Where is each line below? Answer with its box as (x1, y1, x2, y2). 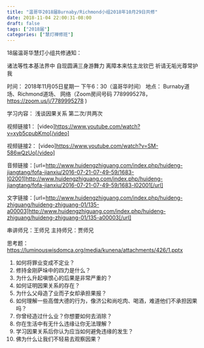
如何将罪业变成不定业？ (15, 259, 75, 266)
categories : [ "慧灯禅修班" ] (7, 32, 74, 38)
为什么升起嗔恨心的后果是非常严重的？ (15, 274, 112, 281)
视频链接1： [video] (7, 123, 55, 130)
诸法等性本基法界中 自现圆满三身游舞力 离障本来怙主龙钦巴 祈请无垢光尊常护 (7, 62, 199, 70)
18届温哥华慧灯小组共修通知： (7, 49, 82, 57)
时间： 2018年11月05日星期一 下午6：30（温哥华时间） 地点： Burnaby (7, 83, 185, 90)
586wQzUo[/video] (7, 149, 55, 156)
